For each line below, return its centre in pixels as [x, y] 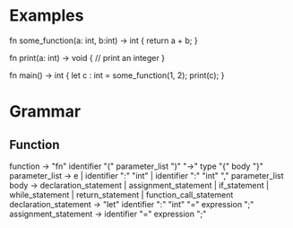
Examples [47, 16]
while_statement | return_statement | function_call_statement [121, 195]
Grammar [45, 112]
